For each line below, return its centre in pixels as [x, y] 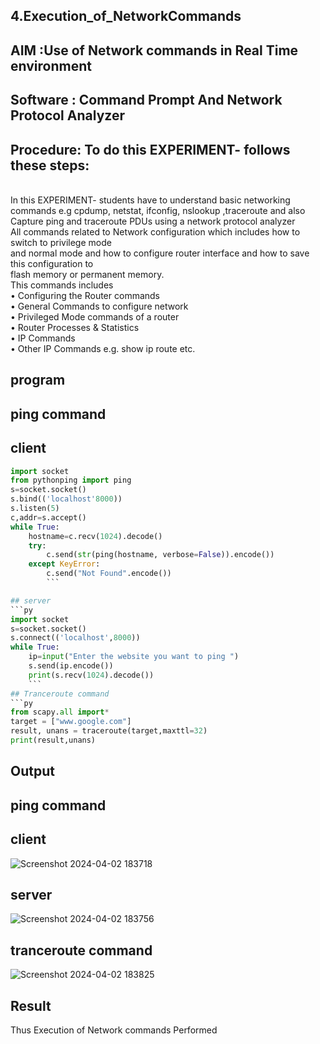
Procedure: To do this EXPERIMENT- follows [150, 149]
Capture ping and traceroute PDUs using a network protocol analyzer [153, 221]
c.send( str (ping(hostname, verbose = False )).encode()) [160, 555]
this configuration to [52, 263]
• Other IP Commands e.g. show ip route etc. [103, 348]
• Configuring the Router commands [85, 295]
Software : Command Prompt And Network [146, 100]
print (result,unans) [53, 740]
